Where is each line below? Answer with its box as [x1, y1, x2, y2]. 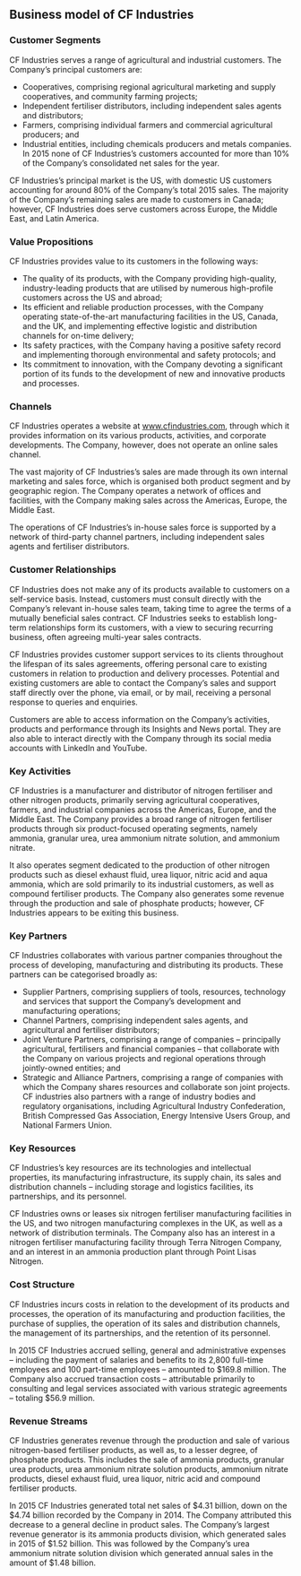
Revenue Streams [9, 1415, 88, 1427]
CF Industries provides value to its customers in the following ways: [9, 255, 259, 266]
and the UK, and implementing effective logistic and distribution [21, 320, 258, 331]
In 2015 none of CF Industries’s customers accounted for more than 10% [21, 148, 289, 159]
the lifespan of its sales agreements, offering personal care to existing [9, 658, 267, 669]
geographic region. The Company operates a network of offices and [9, 486, 262, 497]
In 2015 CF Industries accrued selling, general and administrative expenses [9, 1345, 287, 1355]
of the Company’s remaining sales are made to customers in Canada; [9, 194, 264, 204]
